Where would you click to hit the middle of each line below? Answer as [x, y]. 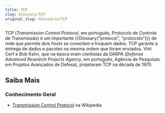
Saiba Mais [23, 80]
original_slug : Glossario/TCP [36, 19]
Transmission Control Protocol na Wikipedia [57, 105]
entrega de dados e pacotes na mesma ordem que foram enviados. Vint [79, 49]
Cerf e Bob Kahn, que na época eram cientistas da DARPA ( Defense [74, 54]
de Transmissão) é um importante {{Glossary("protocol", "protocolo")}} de [81, 38]
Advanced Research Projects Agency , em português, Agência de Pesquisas [82, 59]
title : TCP [16, 10]
